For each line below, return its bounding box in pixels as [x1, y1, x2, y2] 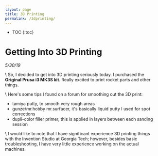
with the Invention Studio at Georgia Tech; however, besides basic [5, 136, 138, 142]
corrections [12, 111, 35, 117]
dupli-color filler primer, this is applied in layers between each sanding [12, 116, 153, 122]
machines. [5, 146, 26, 152]
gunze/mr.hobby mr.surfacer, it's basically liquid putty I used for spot [12, 106, 151, 112]
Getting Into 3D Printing [5, 47, 102, 57]
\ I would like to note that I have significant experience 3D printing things [5, 131, 150, 137]
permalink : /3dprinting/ [5, 16, 55, 21]
